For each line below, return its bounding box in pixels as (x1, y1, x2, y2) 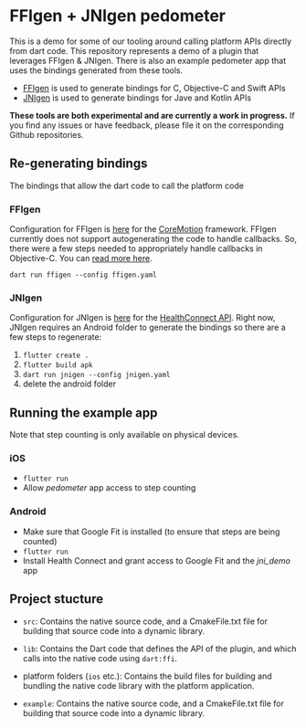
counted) (22, 535, 58, 546)
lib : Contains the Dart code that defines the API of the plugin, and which (22, 643, 297, 654)
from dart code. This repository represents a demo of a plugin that (9, 45, 259, 56)
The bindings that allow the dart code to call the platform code (9, 180, 245, 191)
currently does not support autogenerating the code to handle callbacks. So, (9, 234, 298, 245)
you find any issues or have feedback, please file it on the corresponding (9, 120, 285, 131)
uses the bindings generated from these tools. (9, 65, 184, 76)
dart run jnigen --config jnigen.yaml (22, 371, 171, 380)
